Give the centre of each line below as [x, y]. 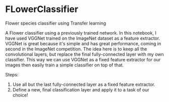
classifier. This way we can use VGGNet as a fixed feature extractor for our [83, 59]
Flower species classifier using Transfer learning [56, 23]
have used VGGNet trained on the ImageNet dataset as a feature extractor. [83, 38]
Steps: [12, 74]
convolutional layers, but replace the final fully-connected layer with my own [84, 54]
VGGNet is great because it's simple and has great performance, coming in [83, 43]
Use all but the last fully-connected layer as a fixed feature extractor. [84, 84]
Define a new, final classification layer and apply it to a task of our [81, 89]
